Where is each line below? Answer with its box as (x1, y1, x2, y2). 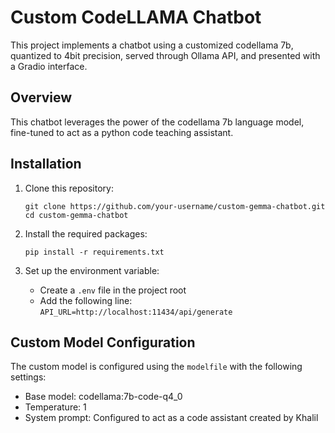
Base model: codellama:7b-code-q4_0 (24, 391, 183, 403)
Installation (10, 156, 82, 173)
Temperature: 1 (24, 401, 87, 413)
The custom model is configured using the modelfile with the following (10, 361, 303, 373)
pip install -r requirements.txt (24, 247, 165, 257)
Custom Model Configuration (10, 334, 196, 351)
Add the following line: (39, 294, 133, 306)
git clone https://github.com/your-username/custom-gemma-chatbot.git (24, 201, 326, 211)
